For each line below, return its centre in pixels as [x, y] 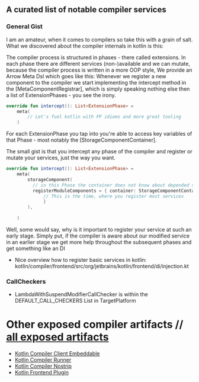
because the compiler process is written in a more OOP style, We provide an [99, 70]
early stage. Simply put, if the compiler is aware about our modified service [98, 236]
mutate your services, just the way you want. [61, 158]
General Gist [25, 27]
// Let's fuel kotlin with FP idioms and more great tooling [105, 117]
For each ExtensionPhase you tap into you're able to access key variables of [99, 134]
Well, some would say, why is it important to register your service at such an [99, 229]
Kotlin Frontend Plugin [42, 373]
